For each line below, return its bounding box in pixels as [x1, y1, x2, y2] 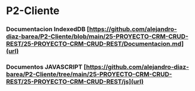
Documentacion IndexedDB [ [6, 25, 90, 33]
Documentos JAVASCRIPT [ [6, 63, 87, 71]
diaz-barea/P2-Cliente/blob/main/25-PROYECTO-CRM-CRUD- [6, 32, 189, 41]
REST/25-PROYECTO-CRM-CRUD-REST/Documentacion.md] [6, 40, 184, 48]
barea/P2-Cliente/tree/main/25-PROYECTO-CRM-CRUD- [6, 70, 172, 79]
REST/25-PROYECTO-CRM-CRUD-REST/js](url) [6, 77, 144, 86]
